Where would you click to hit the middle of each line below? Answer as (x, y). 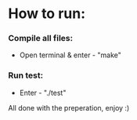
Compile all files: (40, 38)
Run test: (26, 75)
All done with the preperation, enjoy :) (69, 107)
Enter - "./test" (43, 93)
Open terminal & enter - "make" (70, 55)
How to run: (47, 14)
